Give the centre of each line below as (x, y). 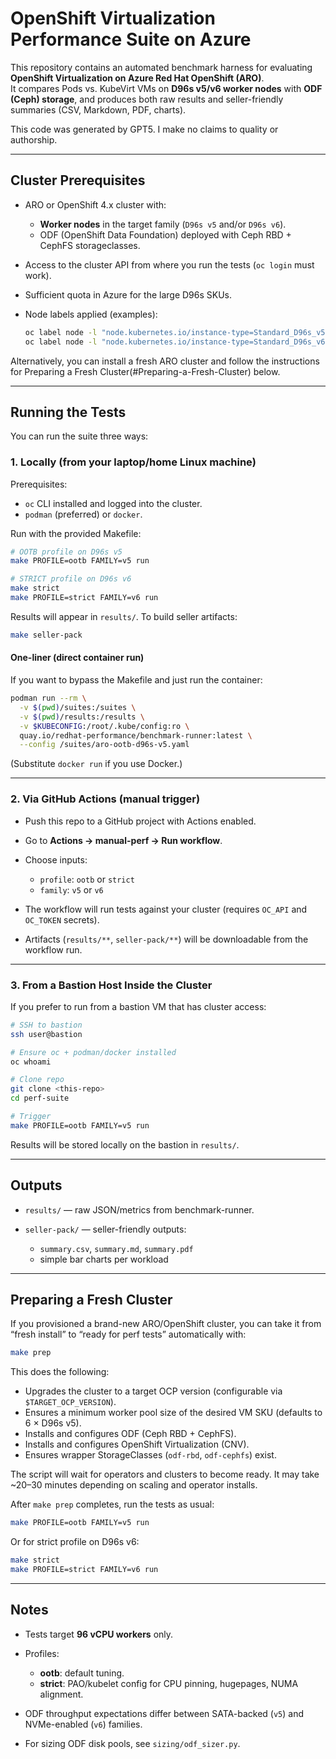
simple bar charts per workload (104, 1259)
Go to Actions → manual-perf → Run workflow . (123, 840)
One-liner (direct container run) (77, 658)
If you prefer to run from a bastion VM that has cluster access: (138, 1006)
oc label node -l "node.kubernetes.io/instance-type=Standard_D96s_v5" (177, 332)
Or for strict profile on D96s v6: (75, 1542)
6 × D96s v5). (53, 1423)
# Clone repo (37, 1080)
